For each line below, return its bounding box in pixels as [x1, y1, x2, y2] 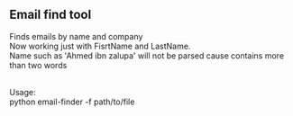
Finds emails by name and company [9, 31, 143, 41]
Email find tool [9, 7, 92, 22]
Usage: [9, 86, 36, 97]
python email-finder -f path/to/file [9, 96, 135, 107]
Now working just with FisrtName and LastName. [9, 40, 191, 51]
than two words [9, 59, 68, 70]
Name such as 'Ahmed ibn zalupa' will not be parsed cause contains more [9, 49, 285, 61]
